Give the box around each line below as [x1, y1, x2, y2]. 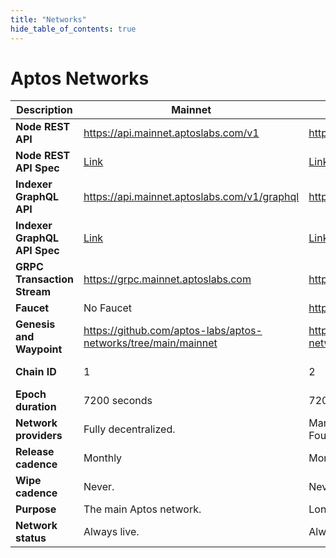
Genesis [15, 317, 56, 331]
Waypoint [15, 342, 63, 356]
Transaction [15, 272, 74, 286]
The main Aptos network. [83, 502, 202, 516]
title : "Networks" [10, 14, 87, 25]
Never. [83, 480, 115, 494]
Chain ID [15, 365, 57, 379]
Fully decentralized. [83, 422, 176, 436]
